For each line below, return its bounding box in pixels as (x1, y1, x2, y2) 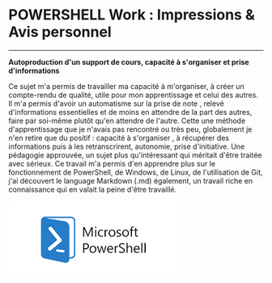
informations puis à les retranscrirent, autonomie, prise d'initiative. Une (8, 141, 245, 151)
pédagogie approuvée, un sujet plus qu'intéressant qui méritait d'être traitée (8, 150, 262, 159)
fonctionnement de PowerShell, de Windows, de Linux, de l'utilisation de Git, (8, 167, 263, 177)
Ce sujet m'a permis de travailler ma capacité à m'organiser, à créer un (8, 81, 244, 91)
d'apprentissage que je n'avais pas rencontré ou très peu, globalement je (8, 124, 253, 134)
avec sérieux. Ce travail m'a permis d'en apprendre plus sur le (8, 158, 216, 168)
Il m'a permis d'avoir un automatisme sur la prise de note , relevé (8, 99, 224, 108)
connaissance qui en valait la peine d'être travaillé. (8, 184, 177, 194)
